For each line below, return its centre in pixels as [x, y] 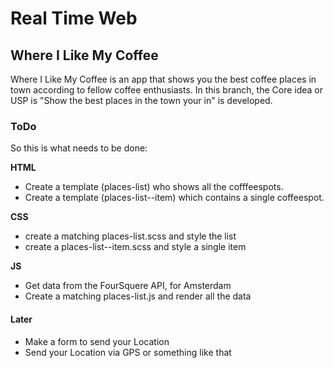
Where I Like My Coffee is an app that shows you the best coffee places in [163, 79]
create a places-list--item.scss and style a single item [135, 247]
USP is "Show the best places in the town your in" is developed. [141, 100]
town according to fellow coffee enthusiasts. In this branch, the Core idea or [167, 90]
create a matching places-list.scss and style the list [130, 236]
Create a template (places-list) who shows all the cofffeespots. [154, 187]
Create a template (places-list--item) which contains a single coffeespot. [174, 198]
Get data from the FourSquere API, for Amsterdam [128, 286]
